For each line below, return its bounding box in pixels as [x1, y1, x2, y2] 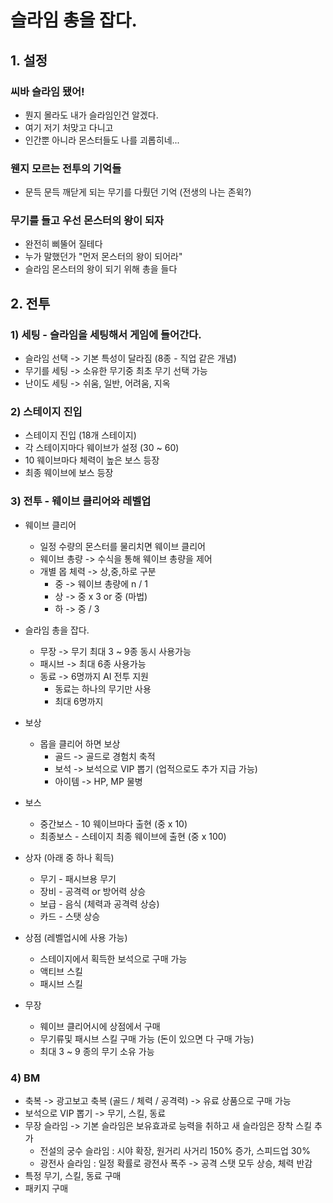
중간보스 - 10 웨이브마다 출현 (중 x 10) [39, 817, 188, 830]
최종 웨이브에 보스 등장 [24, 467, 114, 479]
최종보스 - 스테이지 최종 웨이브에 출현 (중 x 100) [39, 830, 227, 842]
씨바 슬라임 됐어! [10, 84, 85, 98]
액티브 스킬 [39, 965, 83, 977]
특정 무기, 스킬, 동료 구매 [24, 1170, 122, 1182]
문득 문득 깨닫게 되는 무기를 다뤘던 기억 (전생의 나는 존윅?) [24, 186, 252, 198]
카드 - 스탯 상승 [39, 910, 101, 922]
